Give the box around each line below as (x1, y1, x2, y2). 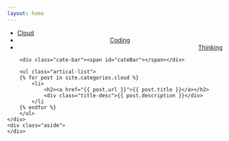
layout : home (7, 10, 44, 17)
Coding (109, 35, 131, 44)
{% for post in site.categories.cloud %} (19, 74, 139, 81)
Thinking (198, 43, 223, 51)
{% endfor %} (19, 104, 57, 111)
